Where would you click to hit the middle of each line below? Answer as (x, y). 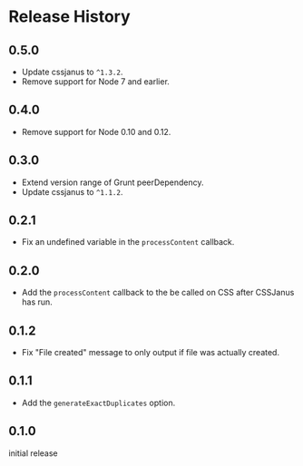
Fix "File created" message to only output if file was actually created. (151, 353)
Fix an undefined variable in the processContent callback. (128, 242)
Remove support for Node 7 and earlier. (95, 82)
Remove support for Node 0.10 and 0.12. (96, 131)
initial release (33, 453)
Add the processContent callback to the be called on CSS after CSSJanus (158, 293)
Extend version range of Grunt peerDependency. (112, 182)
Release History (69, 17)
